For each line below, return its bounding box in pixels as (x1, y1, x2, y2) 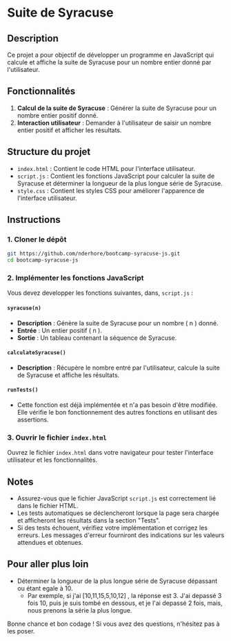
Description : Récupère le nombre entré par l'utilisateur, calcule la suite (17, 363, 221, 372)
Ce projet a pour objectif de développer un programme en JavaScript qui (7, 51, 214, 59)
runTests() (7, 386, 39, 394)
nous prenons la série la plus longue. (27, 606, 132, 614)
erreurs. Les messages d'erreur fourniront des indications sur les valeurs (17, 531, 225, 539)
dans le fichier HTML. (17, 502, 79, 510)
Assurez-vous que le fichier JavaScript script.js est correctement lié (17, 494, 216, 503)
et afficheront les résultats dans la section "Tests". (17, 516, 161, 525)
